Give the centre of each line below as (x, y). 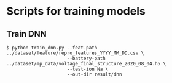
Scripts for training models (76, 11)
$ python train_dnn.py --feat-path (52, 48)
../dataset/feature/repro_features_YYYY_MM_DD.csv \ (75, 53)
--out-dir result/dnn (94, 74)
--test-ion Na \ (88, 69)
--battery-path (86, 59)
